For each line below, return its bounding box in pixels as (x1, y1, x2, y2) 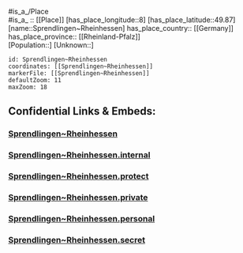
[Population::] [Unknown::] (8, 40, 95, 50)
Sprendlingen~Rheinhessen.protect (8, 171, 149, 182)
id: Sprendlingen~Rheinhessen (8, 55, 108, 63)
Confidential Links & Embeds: (8, 104, 156, 118)
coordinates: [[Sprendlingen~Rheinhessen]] (8, 62, 154, 70)
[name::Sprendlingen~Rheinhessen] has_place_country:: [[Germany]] (8, 24, 234, 32)
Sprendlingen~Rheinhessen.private (8, 192, 148, 203)
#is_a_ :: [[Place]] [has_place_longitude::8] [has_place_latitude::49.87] (8, 15, 236, 25)
